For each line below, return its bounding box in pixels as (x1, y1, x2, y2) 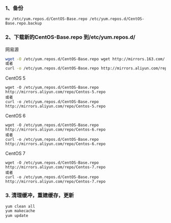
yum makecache (5, 208, 36, 214)
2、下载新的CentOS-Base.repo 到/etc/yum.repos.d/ (5, 34, 136, 41)
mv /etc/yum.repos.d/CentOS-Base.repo (5, 16, 88, 21)
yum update (5, 213, 28, 218)
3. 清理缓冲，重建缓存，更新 (5, 192, 74, 199)
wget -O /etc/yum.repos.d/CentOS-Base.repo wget (5, 56, 110, 62)
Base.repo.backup (5, 21, 42, 26)
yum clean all (5, 204, 36, 209)
